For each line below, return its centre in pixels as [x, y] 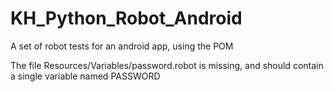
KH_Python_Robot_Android [126, 18]
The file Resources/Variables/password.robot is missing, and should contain [167, 65]
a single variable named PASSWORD [85, 76]
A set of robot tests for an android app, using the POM [122, 46]
